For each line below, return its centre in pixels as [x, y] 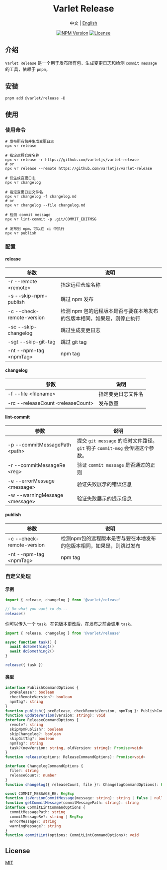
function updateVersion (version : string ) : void [55, 715]
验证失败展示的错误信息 [104, 484]
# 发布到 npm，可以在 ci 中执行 [35, 229]
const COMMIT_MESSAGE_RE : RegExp [40, 794]
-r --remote [22, 282]
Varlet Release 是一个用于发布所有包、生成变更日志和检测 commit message [81, 63]
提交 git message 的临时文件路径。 [117, 440]
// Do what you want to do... [37, 609]
